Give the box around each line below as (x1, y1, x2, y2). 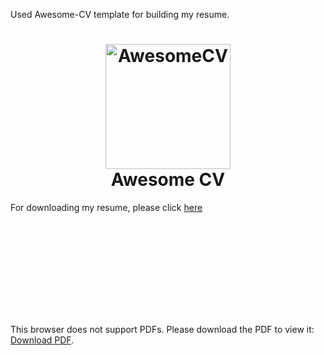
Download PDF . (10, 334, 75, 346)
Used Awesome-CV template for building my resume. (10, 9, 230, 20)
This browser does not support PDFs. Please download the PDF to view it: (10, 323, 315, 335)
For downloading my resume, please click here (10, 201, 203, 213)
